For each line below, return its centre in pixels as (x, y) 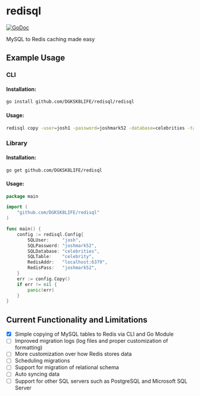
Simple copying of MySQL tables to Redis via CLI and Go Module (94, 334)
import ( (17, 207)
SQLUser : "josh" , (54, 240)
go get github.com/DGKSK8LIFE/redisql (54, 170)
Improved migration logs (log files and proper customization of (91, 341)
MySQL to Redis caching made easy (51, 39)
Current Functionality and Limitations (77, 320)
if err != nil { (37, 284)
